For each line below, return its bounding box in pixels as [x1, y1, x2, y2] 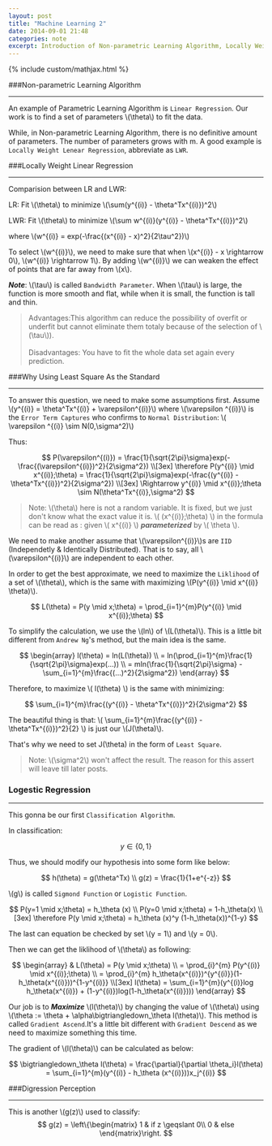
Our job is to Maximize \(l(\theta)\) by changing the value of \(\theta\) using [8, 1002, 260, 1012]
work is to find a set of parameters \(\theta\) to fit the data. [8, 112, 203, 122]
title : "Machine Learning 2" [8, 19, 107, 28]
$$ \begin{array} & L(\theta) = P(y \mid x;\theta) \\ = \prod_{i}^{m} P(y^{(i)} [11, 960, 261, 971]
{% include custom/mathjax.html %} [8, 64, 130, 74]
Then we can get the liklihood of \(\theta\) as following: [8, 945, 192, 954]
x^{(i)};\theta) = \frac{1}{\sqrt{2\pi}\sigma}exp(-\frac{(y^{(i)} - [33, 470, 239, 480]
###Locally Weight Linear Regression [8, 161, 134, 171]
